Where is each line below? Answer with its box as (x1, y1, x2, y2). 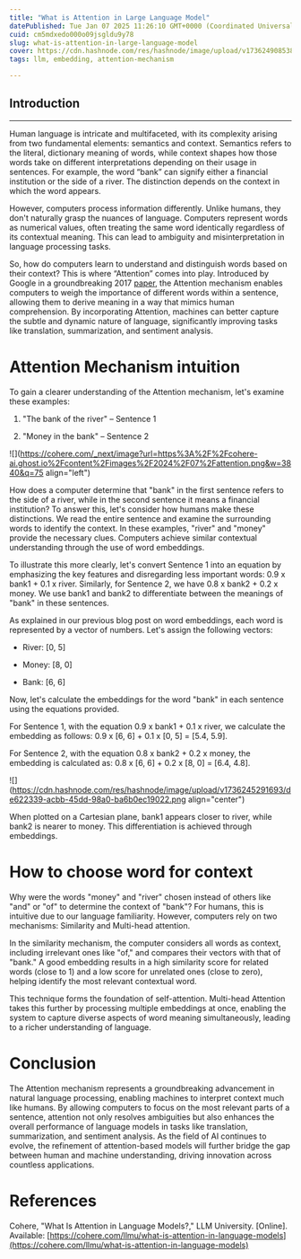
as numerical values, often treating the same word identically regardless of (9, 222, 285, 233)
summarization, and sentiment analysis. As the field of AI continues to (9, 1131, 267, 1141)
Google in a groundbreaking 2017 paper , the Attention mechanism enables (9, 277, 284, 288)
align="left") (45, 467, 91, 478)
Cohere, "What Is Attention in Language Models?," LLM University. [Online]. (9, 1220, 288, 1231)
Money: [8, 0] (21, 659, 73, 670)
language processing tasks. (9, 241, 112, 251)
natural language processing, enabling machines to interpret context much (9, 1092, 285, 1103)
